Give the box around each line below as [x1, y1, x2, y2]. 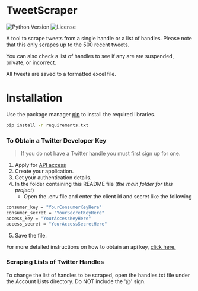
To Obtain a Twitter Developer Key [6, 136, 107, 144]
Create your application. [14, 167, 74, 175]
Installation [6, 91, 63, 105]
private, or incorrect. [6, 59, 56, 66]
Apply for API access [14, 162, 66, 169]
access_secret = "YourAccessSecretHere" [6, 221, 108, 227]
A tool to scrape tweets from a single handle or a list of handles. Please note [6, 34, 193, 42]
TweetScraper [6, 4, 78, 17]
